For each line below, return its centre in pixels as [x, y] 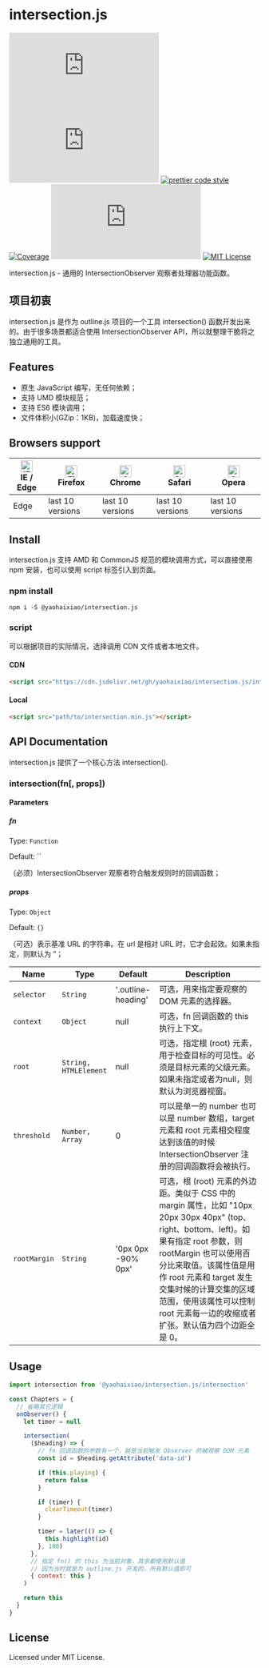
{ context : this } [61, 1576]
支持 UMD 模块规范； [55, 397]
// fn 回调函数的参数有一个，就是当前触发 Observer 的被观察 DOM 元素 [144, 1451]
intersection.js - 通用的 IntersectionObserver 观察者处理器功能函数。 [122, 273]
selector [30, 995]
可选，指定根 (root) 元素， [208, 1044]
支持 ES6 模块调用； [53, 407]
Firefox [71, 483]
